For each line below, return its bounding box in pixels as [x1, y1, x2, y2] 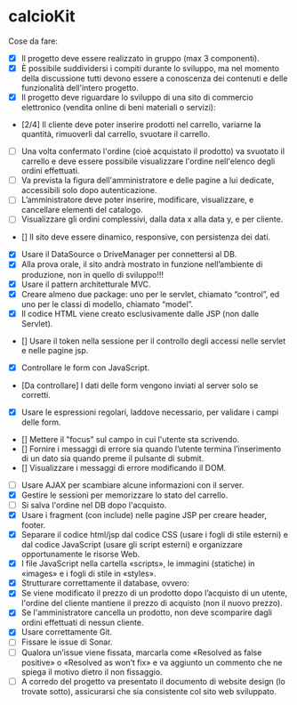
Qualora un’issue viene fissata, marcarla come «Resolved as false [20, 647, 262, 658]
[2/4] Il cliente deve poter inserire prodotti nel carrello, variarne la [20, 119, 261, 130]
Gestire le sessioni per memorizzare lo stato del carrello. [20, 490, 229, 500]
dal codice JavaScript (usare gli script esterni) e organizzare [20, 539, 244, 550]
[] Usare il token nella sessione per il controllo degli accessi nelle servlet [20, 336, 286, 346]
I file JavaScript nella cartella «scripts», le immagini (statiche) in [20, 558, 255, 569]
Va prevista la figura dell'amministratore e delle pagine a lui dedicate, [20, 175, 275, 186]
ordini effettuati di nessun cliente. [20, 617, 144, 628]
